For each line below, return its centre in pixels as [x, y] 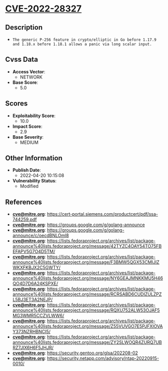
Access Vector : [29, 71]
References [24, 202]
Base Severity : [28, 137]
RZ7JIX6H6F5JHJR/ [33, 348]
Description [24, 27]
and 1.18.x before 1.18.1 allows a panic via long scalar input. [82, 44]
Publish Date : [27, 170]
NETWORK [31, 77]
